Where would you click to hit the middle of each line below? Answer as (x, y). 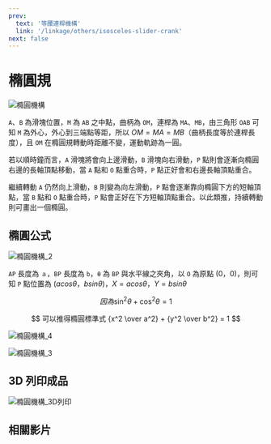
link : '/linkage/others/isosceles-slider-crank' (99, 31)
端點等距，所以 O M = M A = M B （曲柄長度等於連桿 (164, 132)
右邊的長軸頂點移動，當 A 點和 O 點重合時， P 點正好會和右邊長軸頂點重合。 (132, 170)
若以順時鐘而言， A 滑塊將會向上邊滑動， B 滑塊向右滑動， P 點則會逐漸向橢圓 (134, 160)
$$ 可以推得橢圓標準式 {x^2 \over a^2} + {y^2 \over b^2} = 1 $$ (136, 318)
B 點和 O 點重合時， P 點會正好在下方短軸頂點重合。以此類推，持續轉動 (147, 197)
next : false (28, 38)
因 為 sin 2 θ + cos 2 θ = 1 (136, 301)
